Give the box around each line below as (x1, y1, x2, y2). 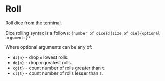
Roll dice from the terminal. (5, 20, 62, 26)
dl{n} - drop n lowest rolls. (12, 54, 69, 60)
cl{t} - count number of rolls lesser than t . (12, 70, 103, 76)
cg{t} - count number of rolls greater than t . (12, 65, 106, 71)
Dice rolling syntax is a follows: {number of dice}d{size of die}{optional (5, 30, 160, 36)
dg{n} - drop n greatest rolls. (12, 59, 72, 65)
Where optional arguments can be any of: (5, 44, 93, 50)
